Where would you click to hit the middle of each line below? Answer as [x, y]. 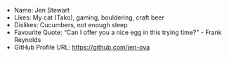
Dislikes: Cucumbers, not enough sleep [71, 25]
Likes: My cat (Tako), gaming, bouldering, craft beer [89, 17]
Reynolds [27, 40]
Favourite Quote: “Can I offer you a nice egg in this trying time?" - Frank [118, 32]
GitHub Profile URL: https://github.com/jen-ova [82, 47]
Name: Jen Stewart [42, 10]
